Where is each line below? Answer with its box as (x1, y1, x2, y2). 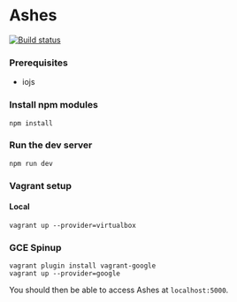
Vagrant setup (9, 179, 73, 192)
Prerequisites (9, 57, 68, 69)
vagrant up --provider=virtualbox (9, 221, 137, 230)
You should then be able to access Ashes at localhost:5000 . (9, 284, 229, 296)
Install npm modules (9, 99, 99, 111)
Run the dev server (9, 139, 93, 151)
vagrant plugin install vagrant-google (9, 261, 157, 270)
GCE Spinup (9, 241, 62, 253)
